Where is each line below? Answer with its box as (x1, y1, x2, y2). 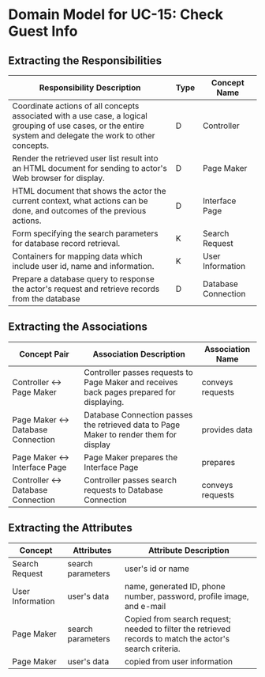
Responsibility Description (39, 82, 141, 93)
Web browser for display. (12, 172, 105, 183)
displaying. (84, 396, 125, 407)
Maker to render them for (84, 429, 177, 440)
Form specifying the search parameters (12, 228, 159, 239)
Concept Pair (19, 348, 69, 359)
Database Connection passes (84, 409, 193, 420)
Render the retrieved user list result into (12, 153, 159, 164)
